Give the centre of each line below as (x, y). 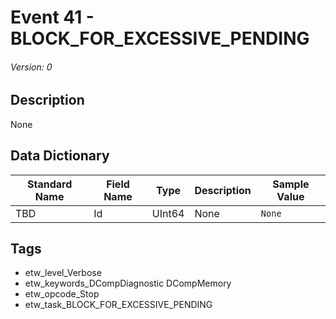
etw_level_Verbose (63, 273)
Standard (49, 184)
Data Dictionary (60, 156)
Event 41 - (52, 17)
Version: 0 (31, 67)
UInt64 (168, 213)
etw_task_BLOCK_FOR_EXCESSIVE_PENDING (118, 305)
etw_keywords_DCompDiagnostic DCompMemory (128, 283)
